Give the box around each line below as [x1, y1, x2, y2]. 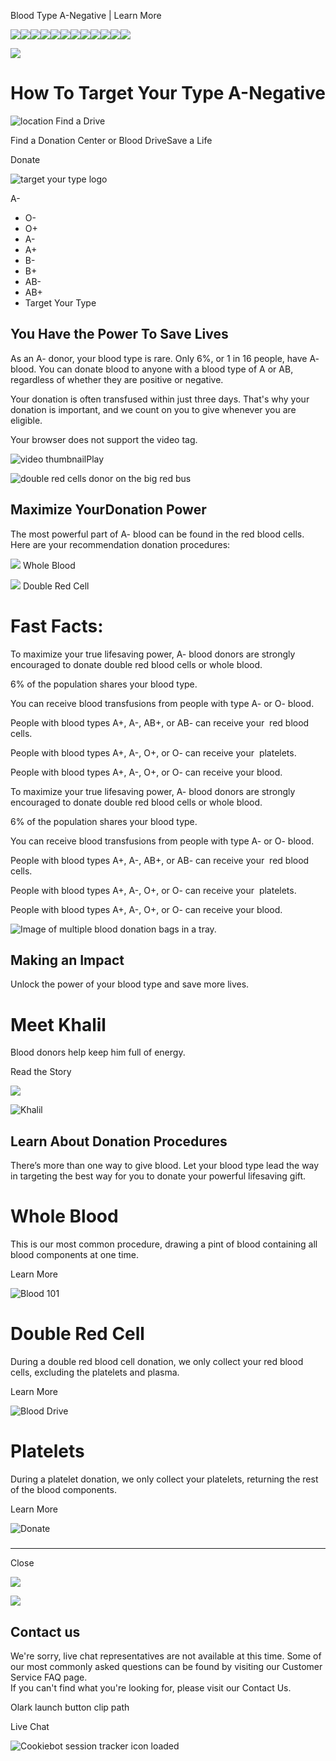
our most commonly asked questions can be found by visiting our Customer [10, 1661, 323, 1673]
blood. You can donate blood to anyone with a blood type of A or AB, [10, 363, 294, 375]
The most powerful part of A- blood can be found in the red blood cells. [10, 528, 305, 540]
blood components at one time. [10, 1249, 139, 1260]
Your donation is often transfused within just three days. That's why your [10, 393, 310, 405]
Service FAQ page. [10, 1671, 88, 1684]
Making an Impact [10, 951, 125, 969]
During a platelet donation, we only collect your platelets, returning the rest [10, 1473, 319, 1485]
